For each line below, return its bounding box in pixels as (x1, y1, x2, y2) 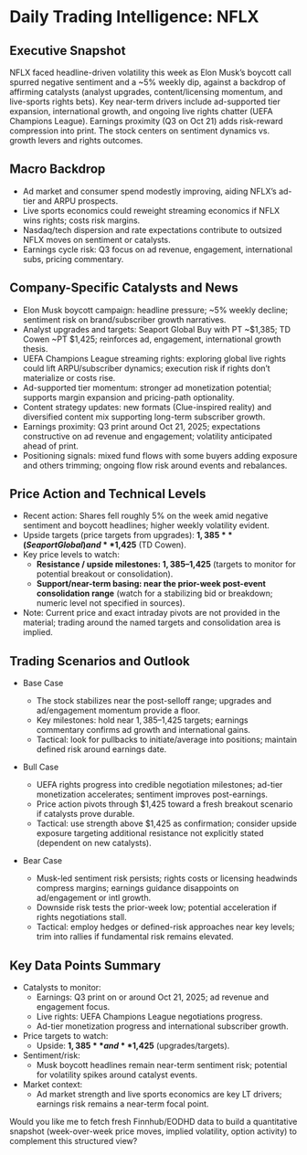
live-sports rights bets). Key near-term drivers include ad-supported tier (9, 96, 281, 107)
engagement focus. (36, 1001, 111, 1012)
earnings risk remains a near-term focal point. (36, 1098, 209, 1109)
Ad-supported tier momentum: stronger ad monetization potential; (22, 382, 272, 393)
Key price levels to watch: (22, 549, 121, 560)
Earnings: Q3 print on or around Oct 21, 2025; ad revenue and (36, 991, 270, 1002)
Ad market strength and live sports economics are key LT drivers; (36, 1089, 282, 1100)
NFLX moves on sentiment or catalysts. (22, 234, 171, 245)
